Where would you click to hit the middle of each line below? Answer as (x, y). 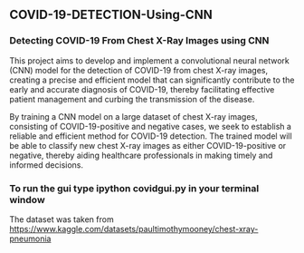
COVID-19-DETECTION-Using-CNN (111, 15)
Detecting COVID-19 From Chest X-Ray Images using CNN (139, 41)
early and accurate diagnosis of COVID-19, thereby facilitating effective (142, 89)
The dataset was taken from (62, 219)
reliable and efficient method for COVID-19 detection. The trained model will (151, 136)
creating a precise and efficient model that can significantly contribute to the (152, 80)
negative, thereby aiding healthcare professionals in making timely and (141, 155)
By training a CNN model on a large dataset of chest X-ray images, (133, 116)
